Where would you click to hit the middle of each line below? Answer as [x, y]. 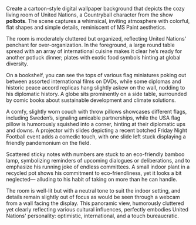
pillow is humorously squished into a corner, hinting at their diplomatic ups [96, 124]
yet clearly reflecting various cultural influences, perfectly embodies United [97, 209]
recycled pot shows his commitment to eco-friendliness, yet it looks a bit [94, 173]
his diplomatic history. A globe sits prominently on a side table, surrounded [97, 94]
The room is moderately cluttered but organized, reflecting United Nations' [96, 39]
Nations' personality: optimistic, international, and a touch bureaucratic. [92, 216]
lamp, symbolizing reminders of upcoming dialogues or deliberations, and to [98, 161]
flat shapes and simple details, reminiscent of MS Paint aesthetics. [86, 27]
